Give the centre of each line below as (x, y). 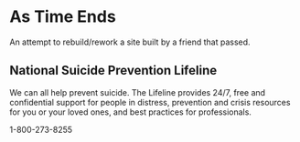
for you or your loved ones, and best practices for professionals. (130, 112)
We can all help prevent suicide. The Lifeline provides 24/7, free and (138, 92)
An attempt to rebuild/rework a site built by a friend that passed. (130, 42)
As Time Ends (63, 17)
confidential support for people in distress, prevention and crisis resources (150, 102)
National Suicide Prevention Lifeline (113, 71)
